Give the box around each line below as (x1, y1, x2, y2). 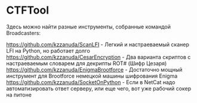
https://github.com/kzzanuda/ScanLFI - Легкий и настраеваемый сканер (6, 41, 189, 48)
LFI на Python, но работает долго (6, 47, 91, 54)
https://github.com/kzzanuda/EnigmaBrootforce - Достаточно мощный (6, 66, 183, 73)
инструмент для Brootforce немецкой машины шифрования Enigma (6, 72, 178, 79)
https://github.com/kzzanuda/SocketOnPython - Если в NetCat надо (6, 78, 176, 86)
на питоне (6, 91, 32, 98)
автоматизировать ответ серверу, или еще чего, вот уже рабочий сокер (6, 85, 192, 92)
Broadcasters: (6, 29, 41, 36)
